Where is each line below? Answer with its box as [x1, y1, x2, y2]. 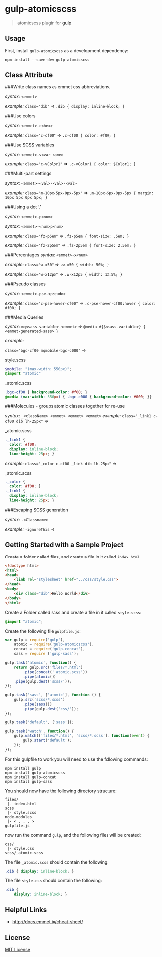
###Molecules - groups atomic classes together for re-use [5, 403, 125, 409]
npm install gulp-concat [5, 774, 56, 780]
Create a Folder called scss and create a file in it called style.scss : [5, 609, 142, 615]
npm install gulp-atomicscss [5, 770, 65, 775]
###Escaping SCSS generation [5, 507, 68, 513]
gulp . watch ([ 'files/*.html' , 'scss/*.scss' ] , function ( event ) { [14, 733, 150, 738]
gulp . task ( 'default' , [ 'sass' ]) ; [5, 719, 74, 725]
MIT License [5, 947, 31, 953]
